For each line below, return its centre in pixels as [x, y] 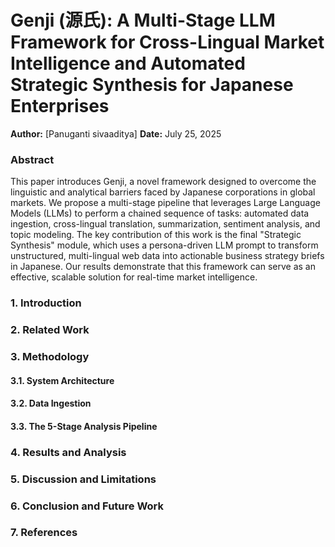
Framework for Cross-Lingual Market [167, 42]
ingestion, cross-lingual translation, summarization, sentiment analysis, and [165, 224]
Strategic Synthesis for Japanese [152, 85]
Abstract [32, 159]
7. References [44, 533]
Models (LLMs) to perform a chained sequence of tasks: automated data [160, 213]
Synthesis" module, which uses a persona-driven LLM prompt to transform [164, 245]
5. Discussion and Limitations [83, 479]
